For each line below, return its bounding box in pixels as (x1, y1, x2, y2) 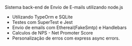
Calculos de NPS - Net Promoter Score (12, 30, 93, 35)
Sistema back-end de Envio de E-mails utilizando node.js (5, 4, 123, 10)
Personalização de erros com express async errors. (12, 35, 120, 41)
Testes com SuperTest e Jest (12, 19, 73, 25)
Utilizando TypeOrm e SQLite (12, 14, 73, 19)
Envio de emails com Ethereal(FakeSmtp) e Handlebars (12, 24, 127, 30)
